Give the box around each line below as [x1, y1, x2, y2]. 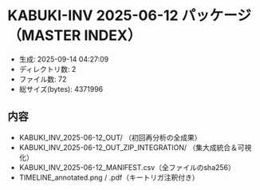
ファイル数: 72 [18, 74, 67, 84]
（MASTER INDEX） [7, 26, 142, 45]
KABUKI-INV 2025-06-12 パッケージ [7, 6, 252, 25]
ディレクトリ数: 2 [18, 64, 77, 73]
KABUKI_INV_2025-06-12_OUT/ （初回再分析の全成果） [18, 133, 202, 142]
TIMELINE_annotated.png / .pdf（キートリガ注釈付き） [18, 172, 199, 182]
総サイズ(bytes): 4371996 [18, 84, 104, 93]
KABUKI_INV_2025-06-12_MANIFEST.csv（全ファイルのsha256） [18, 162, 236, 172]
